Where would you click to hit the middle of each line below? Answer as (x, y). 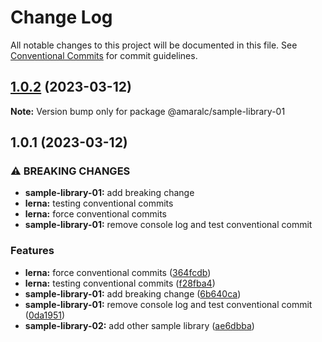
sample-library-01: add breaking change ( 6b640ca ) (133, 293)
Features (32, 251)
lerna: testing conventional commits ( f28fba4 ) (120, 283)
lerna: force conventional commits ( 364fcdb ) (118, 272)
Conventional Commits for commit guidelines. (104, 55)
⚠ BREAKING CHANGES (70, 171)
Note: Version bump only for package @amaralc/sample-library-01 (148, 111)
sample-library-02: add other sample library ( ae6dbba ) (139, 325)
